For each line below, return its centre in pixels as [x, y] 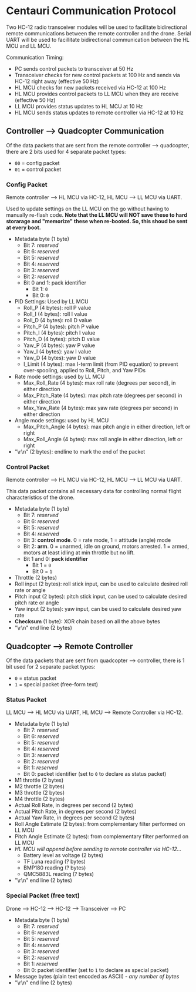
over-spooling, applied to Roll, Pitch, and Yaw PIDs [84, 371]
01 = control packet [38, 169]
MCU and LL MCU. [29, 46]
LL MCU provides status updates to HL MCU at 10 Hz [79, 106]
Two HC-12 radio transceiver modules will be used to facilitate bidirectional [97, 27]
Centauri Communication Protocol [91, 11]
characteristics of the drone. [40, 497]
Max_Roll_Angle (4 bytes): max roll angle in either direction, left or [103, 439]
